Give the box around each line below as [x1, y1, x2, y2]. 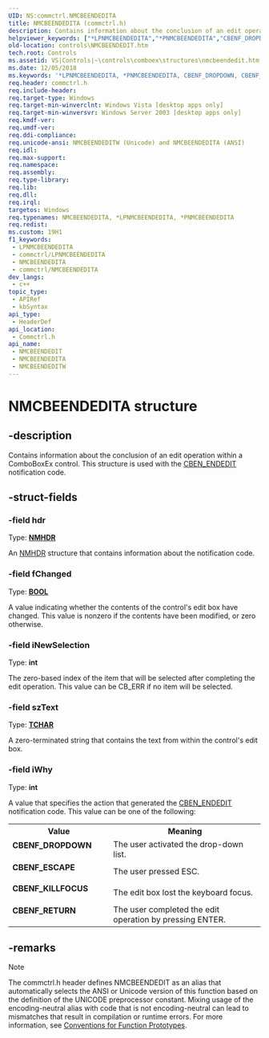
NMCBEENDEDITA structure [8, 397, 198, 415]
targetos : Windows [8, 206, 70, 214]
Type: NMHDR [8, 533, 56, 543]
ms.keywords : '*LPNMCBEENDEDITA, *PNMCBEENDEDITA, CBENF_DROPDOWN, [8, 71, 239, 79]
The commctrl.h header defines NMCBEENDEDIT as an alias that [8, 978, 222, 987]
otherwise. [8, 619, 44, 629]
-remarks [8, 941, 56, 955]
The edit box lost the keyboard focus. [113, 886, 254, 898]
